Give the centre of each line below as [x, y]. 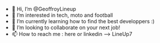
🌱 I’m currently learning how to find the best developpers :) [83, 21]
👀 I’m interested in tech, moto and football [62, 15]
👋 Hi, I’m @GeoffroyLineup [44, 9]
